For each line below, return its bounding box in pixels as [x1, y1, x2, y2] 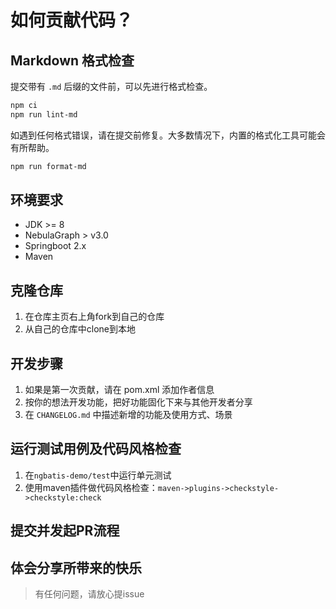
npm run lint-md [10, 109, 78, 120]
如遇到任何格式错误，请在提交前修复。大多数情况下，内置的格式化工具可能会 [10, 129, 326, 141]
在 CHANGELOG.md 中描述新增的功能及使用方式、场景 [24, 409, 233, 421]
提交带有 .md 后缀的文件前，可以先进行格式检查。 [10, 81, 213, 92]
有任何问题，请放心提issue [34, 588, 145, 600]
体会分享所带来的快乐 [10, 559, 142, 576]
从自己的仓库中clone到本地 [24, 323, 137, 335]
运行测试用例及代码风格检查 [10, 441, 182, 458]
